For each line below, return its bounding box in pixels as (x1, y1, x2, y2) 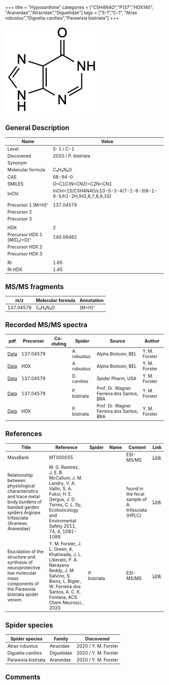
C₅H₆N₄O (36, 305, 55, 311)
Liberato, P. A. (49, 557, 78, 563)
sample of (126, 496, 147, 502)
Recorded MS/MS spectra (5, 321, 88, 329)
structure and (7, 554, 36, 560)
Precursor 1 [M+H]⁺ (7, 201, 49, 208)
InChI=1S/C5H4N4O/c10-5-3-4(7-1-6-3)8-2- (52, 188, 157, 194)
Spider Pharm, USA (96, 375, 137, 382)
